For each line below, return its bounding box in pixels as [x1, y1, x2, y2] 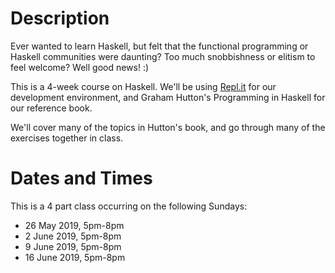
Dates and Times [10, 167, 153, 190]
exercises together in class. [10, 132, 124, 144]
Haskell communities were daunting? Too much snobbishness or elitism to [10, 50, 316, 62]
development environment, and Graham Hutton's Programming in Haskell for [10, 91, 326, 103]
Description [10, 7, 110, 30]
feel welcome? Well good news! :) [10, 61, 150, 73]
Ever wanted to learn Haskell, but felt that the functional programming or [10, 40, 309, 52]
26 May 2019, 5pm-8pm [24, 219, 125, 231]
